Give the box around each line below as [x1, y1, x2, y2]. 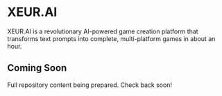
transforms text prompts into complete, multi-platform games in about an [7, 34, 216, 42]
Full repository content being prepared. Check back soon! [7, 81, 172, 89]
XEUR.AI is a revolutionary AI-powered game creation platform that [7, 27, 199, 35]
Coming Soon [7, 62, 67, 74]
